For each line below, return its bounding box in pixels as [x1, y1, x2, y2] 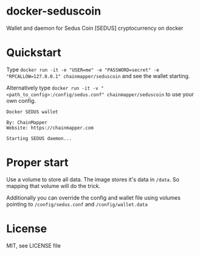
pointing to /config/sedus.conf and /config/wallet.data [6, 200, 148, 208]
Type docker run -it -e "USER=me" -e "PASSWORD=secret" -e [6, 66, 159, 73]
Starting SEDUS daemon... [6, 135, 72, 141]
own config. [6, 97, 36, 104]
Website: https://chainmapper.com [6, 125, 94, 131]
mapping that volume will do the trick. [6, 182, 101, 189]
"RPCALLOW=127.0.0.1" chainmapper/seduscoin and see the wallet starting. [6, 72, 190, 80]
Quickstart [6, 46, 62, 60]
